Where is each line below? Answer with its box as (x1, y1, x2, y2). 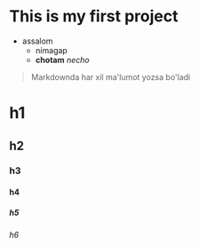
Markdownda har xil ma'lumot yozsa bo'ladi (30, 71, 191, 82)
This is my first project (9, 6, 179, 27)
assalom (21, 36, 53, 46)
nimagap (35, 44, 68, 55)
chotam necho (35, 54, 91, 65)
